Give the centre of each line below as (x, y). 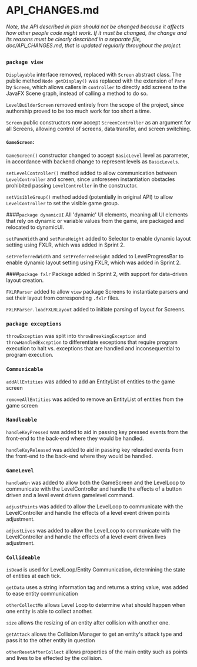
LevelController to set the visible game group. (63, 203)
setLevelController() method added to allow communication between (92, 173)
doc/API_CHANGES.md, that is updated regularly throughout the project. (94, 45)
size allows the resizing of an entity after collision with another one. (88, 623)
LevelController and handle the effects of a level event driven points (88, 513)
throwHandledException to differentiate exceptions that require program (92, 342)
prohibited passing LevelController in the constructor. (72, 185)
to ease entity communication (42, 594)
